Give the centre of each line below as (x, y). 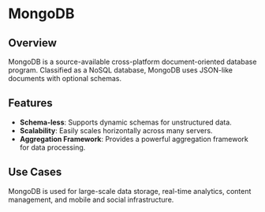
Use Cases (35, 172)
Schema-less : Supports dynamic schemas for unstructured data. (126, 122)
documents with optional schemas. (65, 78)
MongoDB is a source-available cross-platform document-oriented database (132, 61)
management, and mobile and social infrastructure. (91, 199)
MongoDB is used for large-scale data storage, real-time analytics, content (130, 191)
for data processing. (52, 147)
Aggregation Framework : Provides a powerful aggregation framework (134, 139)
